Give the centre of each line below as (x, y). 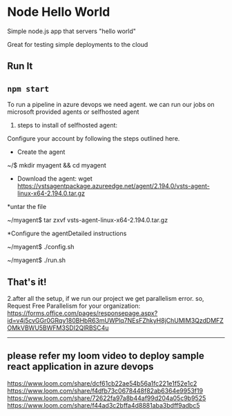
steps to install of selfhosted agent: (67, 126)
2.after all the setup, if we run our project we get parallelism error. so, (106, 298)
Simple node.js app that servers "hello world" (72, 31)
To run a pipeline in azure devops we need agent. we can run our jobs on (111, 105)
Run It (20, 66)
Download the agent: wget (55, 179)
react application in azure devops (80, 367)
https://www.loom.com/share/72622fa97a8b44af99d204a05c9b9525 (107, 398)
